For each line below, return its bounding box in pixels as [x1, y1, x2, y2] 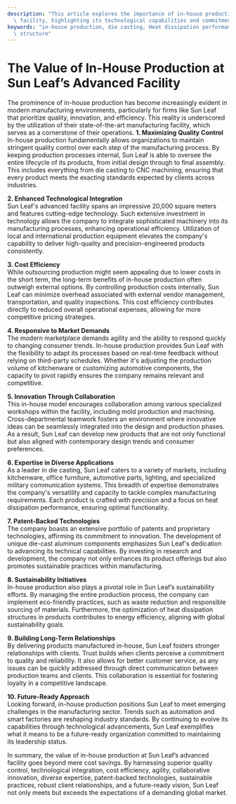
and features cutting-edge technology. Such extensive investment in [7, 209, 206, 218]
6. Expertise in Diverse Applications [7, 458, 114, 467]
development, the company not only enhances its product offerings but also [7, 554, 227, 563]
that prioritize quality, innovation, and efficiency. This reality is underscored [7, 113, 225, 122]
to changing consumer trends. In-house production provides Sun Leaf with [7, 341, 223, 350]
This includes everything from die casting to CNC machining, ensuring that [7, 166, 223, 175]
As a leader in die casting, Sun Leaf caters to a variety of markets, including [7, 466, 227, 475]
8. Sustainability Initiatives [7, 575, 87, 584]
